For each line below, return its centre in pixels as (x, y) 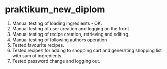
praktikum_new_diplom (55, 9)
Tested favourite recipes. (38, 45)
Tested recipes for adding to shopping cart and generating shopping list (87, 50)
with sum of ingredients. (37, 56)
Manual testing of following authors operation (59, 40)
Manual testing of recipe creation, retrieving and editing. (71, 34)
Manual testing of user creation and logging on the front (70, 28)
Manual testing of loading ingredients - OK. (57, 23)
